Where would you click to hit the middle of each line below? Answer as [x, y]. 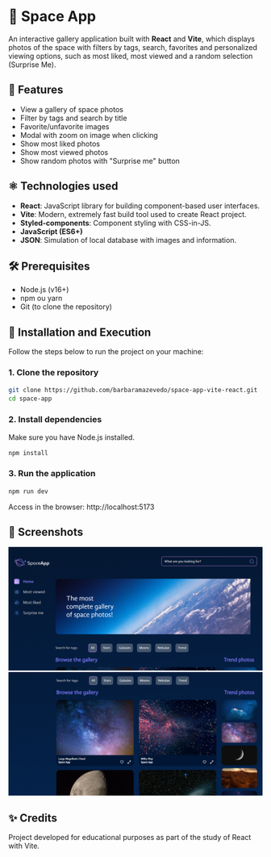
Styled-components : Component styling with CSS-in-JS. [115, 223]
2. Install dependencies [55, 420]
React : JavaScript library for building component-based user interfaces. [140, 206]
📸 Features [36, 90]
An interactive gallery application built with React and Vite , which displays [132, 39]
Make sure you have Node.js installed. [72, 437]
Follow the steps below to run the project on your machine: [106, 352]
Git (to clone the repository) [66, 307]
